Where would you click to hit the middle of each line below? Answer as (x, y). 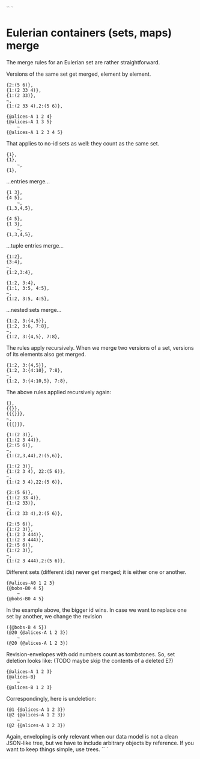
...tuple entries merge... (35, 245)
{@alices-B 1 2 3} (29, 687)
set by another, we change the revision (54, 616)
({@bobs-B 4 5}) (26, 627)
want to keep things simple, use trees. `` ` (57, 749)
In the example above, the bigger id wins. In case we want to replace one (97, 610)
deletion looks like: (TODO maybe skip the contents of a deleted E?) (90, 660)
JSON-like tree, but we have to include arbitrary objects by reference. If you (100, 743)
